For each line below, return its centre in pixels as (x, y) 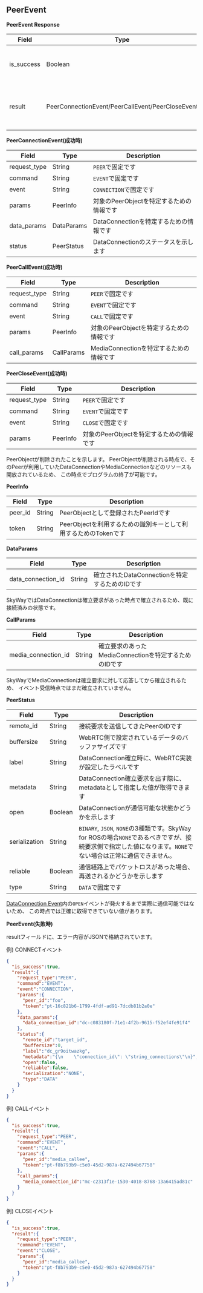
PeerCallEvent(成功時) (34, 267)
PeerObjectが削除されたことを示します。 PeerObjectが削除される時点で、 (98, 459)
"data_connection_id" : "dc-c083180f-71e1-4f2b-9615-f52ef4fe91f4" (106, 1023)
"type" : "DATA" (40, 1079)
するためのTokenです (95, 533)
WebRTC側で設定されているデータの (130, 737)
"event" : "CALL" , (38, 1148)
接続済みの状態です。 (33, 607)
